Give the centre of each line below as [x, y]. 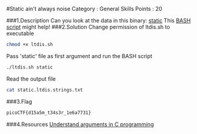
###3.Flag [19, 101]
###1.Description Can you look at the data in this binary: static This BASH [99, 20]
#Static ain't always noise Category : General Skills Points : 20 [84, 9]
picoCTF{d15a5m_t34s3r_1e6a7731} [49, 112]
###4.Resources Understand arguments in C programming [80, 124]
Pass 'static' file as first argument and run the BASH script [79, 56]
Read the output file [31, 79]
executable [20, 33]
